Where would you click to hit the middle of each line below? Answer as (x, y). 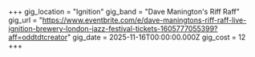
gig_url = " (25, 20)
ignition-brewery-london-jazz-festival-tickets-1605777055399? (113, 28)
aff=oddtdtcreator (38, 37)
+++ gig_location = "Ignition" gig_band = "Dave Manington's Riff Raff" (124, 12)
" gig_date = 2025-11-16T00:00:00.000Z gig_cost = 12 (156, 37)
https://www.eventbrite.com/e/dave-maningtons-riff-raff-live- (144, 20)
